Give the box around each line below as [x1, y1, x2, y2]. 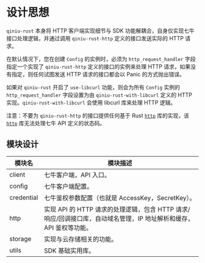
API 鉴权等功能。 [43, 223, 93, 232]
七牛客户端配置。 [43, 182, 93, 190]
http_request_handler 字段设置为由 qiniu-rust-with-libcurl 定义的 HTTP [6, 91, 193, 98]
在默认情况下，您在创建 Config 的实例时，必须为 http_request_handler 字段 [6, 55, 196, 62]
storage [9, 234, 32, 243]
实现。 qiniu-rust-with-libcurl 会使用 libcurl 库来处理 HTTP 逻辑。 [6, 98, 176, 106]
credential [9, 193, 38, 202]
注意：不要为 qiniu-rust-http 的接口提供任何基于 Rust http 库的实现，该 [6, 111, 189, 119]
